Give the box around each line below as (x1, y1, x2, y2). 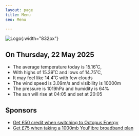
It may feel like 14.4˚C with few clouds (12, 75, 93, 81)
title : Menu (5, 12, 31, 17)
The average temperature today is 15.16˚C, (12, 64, 102, 70)
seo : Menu (5, 17, 27, 22)
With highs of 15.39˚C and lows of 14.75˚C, (12, 70, 103, 76)
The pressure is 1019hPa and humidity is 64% (12, 85, 109, 92)
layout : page (5, 7, 33, 13)
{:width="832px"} (21, 35, 59, 41)
